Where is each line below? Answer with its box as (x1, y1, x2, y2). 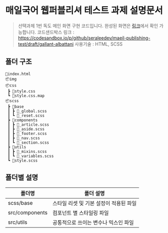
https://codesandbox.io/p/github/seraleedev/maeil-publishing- (17, 34, 151, 41)
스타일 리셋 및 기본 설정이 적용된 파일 (52, 200, 137, 207)
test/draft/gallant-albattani (17, 41, 74, 47)
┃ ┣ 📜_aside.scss (7, 126, 45, 131)
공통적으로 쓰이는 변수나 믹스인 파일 (52, 219, 134, 226)
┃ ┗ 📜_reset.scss (7, 113, 45, 118)
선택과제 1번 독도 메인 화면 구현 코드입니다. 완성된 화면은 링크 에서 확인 (17, 23, 158, 29)
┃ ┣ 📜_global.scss (7, 108, 47, 113)
